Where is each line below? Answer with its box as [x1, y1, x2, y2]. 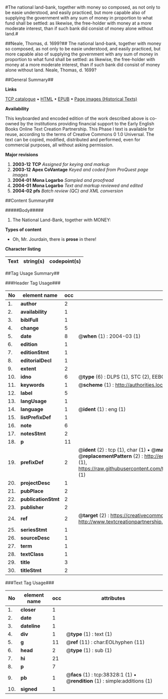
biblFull [20, 317, 38, 323]
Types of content [5, 227, 41, 232]
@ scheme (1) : [78, 382, 114, 388]
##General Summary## [5, 77, 53, 82]
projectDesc [20, 480, 50, 486]
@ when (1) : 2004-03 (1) [78, 333, 141, 339]
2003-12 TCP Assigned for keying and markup [12, 161, 110, 167]
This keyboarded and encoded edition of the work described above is [5, 115, 149, 121]
